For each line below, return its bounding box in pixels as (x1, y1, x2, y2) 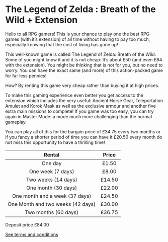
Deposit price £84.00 (5, 221, 49, 227)
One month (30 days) (26, 184, 77, 191)
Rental (43, 151, 60, 158)
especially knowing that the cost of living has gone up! (5, 41, 118, 47)
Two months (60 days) (25, 209, 79, 216)
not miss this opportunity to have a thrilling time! (5, 139, 105, 145)
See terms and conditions (5, 231, 59, 237)
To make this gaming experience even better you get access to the (5, 92, 143, 98)
